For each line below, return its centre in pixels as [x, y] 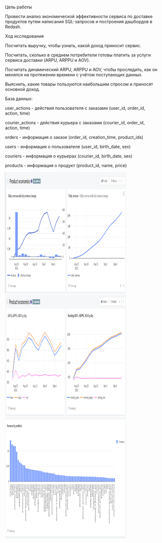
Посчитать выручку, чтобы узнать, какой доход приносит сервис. [73, 45]
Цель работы [19, 7]
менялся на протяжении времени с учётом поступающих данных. [74, 75]
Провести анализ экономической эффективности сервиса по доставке [79, 16]
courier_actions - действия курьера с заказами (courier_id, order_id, [75, 123]
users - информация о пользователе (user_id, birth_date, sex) [68, 147]
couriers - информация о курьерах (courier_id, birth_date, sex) [69, 156]
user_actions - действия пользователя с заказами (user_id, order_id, [75, 108]
